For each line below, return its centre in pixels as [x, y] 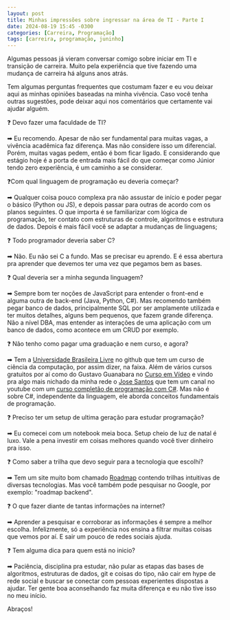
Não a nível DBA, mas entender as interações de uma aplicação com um [109, 323]
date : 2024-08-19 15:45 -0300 [50, 26]
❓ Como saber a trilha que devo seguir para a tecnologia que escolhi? [105, 462]
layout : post [26, 13]
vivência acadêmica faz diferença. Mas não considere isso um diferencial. [112, 146]
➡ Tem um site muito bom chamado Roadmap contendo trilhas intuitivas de [114, 478]
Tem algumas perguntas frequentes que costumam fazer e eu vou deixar [110, 87]
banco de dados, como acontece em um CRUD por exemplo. [93, 330]
